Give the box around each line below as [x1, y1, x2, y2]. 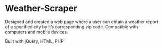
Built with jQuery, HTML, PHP [5, 38, 64, 44]
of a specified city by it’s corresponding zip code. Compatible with [5, 24, 138, 29]
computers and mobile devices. [5, 29, 68, 35]
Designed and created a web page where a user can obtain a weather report [5, 19, 159, 24]
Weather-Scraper [5, 3, 77, 14]
